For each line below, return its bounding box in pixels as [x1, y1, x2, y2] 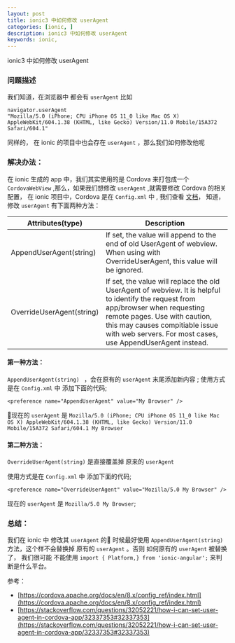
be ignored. [106, 265, 143, 275]
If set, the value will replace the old [106, 276, 220, 286]
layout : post [7, 10, 45, 18]
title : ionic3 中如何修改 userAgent [7, 17, 109, 24]
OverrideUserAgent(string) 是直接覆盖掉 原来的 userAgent [7, 457, 175, 466]
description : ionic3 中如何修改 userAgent [7, 29, 128, 37]
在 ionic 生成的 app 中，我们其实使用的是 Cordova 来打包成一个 [7, 174, 190, 183]
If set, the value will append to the [106, 230, 217, 240]
